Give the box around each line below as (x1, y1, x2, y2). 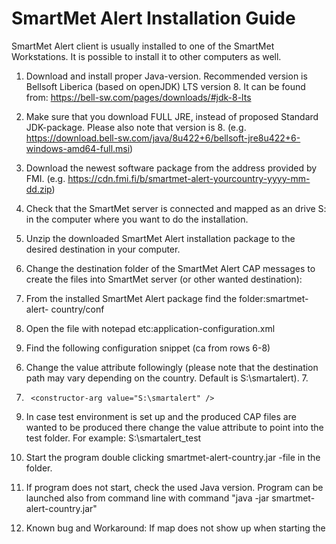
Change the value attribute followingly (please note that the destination (25, 361, 319, 373)
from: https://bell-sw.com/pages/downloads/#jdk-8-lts (25, 91, 252, 103)
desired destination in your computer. (25, 243, 181, 255)
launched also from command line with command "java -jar (25, 492, 270, 504)
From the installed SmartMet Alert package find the (25, 292, 238, 304)
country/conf (50, 303, 105, 315)
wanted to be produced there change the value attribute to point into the (25, 421, 324, 433)
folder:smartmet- (239, 292, 309, 304)
